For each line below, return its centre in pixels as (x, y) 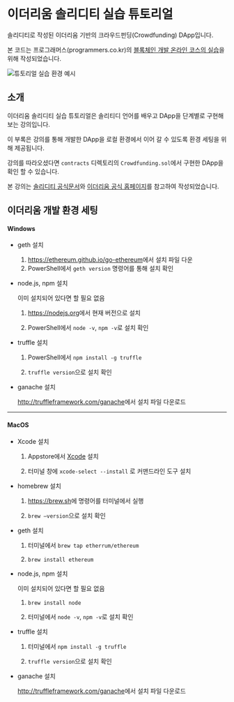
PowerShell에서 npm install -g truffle (85, 357)
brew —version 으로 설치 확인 (67, 515)
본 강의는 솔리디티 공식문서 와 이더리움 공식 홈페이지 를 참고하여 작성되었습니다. (113, 186)
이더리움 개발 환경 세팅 (53, 210)
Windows (21, 228)
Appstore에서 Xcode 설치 (63, 456)
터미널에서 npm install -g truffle (77, 646)
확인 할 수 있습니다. (33, 171)
